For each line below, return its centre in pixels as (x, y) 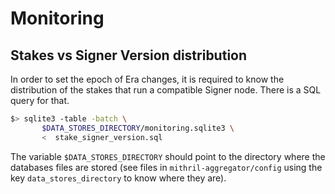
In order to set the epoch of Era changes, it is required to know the (147, 79)
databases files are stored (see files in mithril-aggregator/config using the (166, 167)
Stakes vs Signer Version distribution (129, 55)
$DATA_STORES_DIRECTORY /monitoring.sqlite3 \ (138, 128)
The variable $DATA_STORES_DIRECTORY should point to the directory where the (168, 156)
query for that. (40, 100)
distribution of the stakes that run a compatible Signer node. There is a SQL (166, 90)
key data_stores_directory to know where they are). (118, 178)
